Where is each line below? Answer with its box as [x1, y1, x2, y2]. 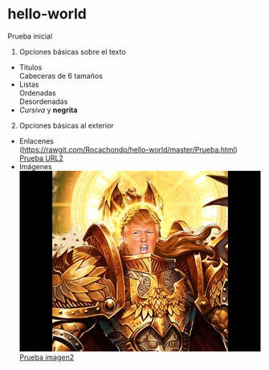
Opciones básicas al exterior [18, 120, 114, 130]
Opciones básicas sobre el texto [18, 47, 126, 56]
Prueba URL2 [18, 153, 63, 163]
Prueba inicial [7, 31, 53, 41]
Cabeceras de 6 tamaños [18, 71, 104, 80]
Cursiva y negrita [18, 105, 78, 115]
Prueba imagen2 [18, 352, 75, 362]
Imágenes [18, 161, 53, 171]
